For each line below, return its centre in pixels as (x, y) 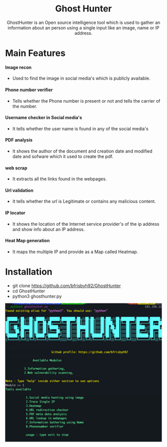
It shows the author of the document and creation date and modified (82, 151)
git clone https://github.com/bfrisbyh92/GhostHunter (67, 286)
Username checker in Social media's (44, 118)
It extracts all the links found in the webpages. (59, 179)
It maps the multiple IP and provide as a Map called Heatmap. (75, 252)
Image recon (18, 67)
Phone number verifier (29, 90)
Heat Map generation (27, 241)
